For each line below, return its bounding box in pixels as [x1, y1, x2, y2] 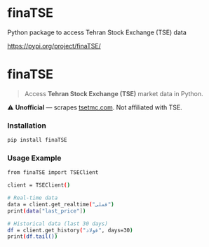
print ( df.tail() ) [7, 233, 58, 240]
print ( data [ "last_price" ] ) [7, 207, 86, 215]
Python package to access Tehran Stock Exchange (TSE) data [7, 28, 187, 36]
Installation [7, 121, 47, 131]
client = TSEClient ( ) [7, 182, 71, 189]
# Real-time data [7, 194, 58, 201]
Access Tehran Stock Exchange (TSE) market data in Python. [24, 89, 203, 98]
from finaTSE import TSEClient [7, 169, 99, 176]
